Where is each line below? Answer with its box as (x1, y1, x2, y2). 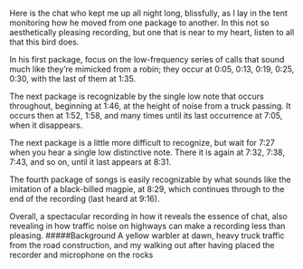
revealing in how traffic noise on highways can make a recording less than (9, 221, 286, 231)
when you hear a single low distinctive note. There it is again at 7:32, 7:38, (9, 147, 285, 158)
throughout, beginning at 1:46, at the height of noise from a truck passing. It (9, 101, 291, 111)
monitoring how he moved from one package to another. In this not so (9, 17, 270, 28)
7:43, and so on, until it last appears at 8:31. (9, 157, 172, 167)
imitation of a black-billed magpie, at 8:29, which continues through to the (9, 184, 285, 194)
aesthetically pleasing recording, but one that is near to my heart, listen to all (9, 27, 295, 37)
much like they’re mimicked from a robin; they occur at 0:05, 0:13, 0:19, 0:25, (9, 63, 295, 74)
